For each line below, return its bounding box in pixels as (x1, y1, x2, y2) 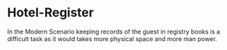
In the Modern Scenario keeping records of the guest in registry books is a (7, 27, 221, 36)
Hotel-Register (7, 5, 94, 21)
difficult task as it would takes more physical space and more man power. (7, 34, 217, 42)
